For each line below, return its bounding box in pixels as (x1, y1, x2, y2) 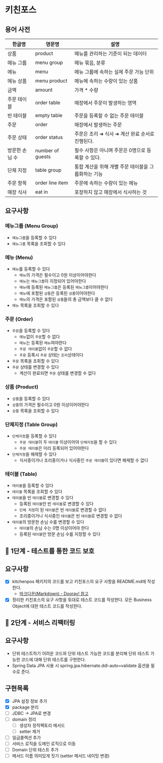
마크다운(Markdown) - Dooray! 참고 (19, 591, 89, 597)
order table (35, 99, 61, 106)
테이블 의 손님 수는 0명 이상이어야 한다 (19, 525, 89, 531)
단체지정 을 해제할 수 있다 (12, 451, 57, 457)
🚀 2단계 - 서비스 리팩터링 (5, 618, 75, 627)
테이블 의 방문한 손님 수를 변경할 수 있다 (12, 519, 84, 525)
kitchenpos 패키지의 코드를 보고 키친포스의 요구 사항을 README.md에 (12, 579, 147, 585)
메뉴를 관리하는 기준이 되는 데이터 (74, 51, 147, 57)
